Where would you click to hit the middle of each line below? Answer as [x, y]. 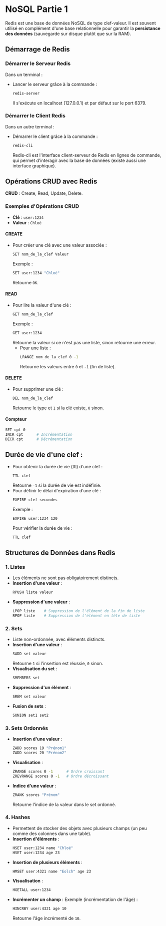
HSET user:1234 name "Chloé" [43, 848]
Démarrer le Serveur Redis [38, 63]
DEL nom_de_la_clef [33, 398]
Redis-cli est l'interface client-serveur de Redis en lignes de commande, [87, 155]
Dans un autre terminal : [30, 126]
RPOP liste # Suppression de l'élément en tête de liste [76, 616]
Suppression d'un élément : [42, 688]
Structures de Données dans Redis [60, 553]
